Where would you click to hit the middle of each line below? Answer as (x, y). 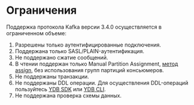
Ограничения (41, 10)
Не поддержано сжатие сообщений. (61, 57)
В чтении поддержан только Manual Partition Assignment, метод (96, 64)
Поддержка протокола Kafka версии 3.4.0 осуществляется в (84, 27)
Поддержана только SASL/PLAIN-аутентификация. (80, 51)
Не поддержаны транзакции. (52, 76)
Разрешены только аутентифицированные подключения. (88, 45)
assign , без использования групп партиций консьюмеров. (89, 70)
